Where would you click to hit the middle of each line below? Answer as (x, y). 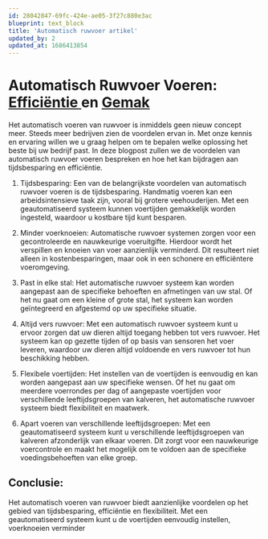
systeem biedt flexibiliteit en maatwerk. (85, 408)
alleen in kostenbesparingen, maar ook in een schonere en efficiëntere (137, 259)
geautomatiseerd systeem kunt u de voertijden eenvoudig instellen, (120, 519)
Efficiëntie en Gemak (79, 103)
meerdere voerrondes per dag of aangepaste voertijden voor (120, 391)
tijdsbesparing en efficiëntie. (55, 168)
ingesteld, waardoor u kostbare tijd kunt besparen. (103, 217)
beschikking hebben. (55, 358)
